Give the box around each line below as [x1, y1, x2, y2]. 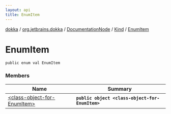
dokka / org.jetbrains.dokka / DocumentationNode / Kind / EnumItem [5, 26, 149, 32]
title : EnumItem [5, 12, 40, 17]
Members [5, 72, 30, 79]
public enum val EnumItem [5, 60, 60, 66]
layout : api [5, 7, 31, 13]
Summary [107, 85, 132, 92]
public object [76, 95, 110, 101]
